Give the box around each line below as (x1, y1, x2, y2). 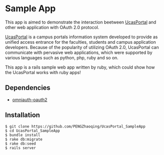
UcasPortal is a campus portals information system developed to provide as (5, 34, 158, 40)
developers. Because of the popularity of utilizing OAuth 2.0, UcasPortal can (5, 44, 159, 50)
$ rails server (5, 145, 36, 150)
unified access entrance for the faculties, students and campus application (5, 39, 156, 45)
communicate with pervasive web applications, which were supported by (5, 50, 153, 55)
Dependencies (5, 84, 50, 92)
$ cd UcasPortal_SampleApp (5, 128, 60, 133)
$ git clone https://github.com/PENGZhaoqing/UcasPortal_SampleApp (5, 124, 146, 129)
